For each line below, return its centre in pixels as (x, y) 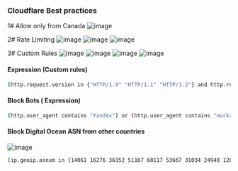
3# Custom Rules (33, 53)
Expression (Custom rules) (47, 69)
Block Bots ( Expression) (44, 100)
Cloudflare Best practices (52, 11)
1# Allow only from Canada (46, 26)
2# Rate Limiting (31, 40)
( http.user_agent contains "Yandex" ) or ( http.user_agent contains (109, 115)
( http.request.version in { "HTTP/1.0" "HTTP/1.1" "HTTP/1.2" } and (107, 84)
